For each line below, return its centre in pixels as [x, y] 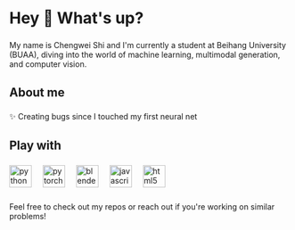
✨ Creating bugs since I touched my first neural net [103, 117]
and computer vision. [48, 64]
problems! [28, 216]
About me [37, 92]
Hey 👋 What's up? [77, 18]
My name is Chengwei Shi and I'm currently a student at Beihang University [148, 45]
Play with [36, 145]
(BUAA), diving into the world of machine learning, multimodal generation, [145, 55]
